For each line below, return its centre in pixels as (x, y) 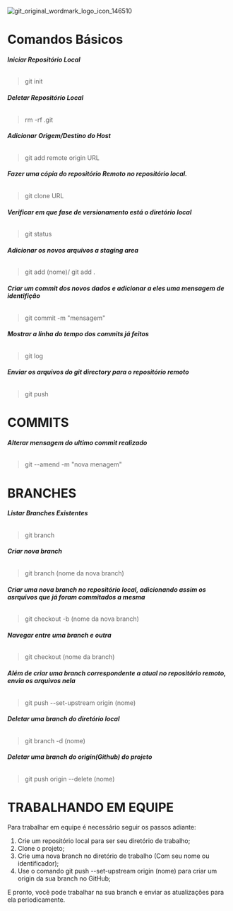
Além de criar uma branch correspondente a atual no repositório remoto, (116, 673)
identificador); (38, 863)
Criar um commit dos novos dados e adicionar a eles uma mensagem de (116, 288)
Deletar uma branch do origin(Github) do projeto (80, 757)
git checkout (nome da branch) (70, 657)
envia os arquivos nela (41, 681)
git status (38, 234)
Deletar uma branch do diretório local (64, 719)
